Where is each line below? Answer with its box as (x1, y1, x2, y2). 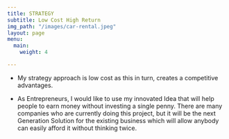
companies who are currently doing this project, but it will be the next (17, 109, 217, 118)
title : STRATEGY (7, 10, 54, 17)
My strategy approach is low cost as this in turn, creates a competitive (17, 73, 219, 82)
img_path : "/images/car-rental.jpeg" (7, 23, 117, 30)
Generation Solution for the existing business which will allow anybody (17, 116, 219, 124)
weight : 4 (19, 49, 49, 56)
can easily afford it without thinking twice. (17, 124, 137, 132)
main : (13, 42, 30, 49)
